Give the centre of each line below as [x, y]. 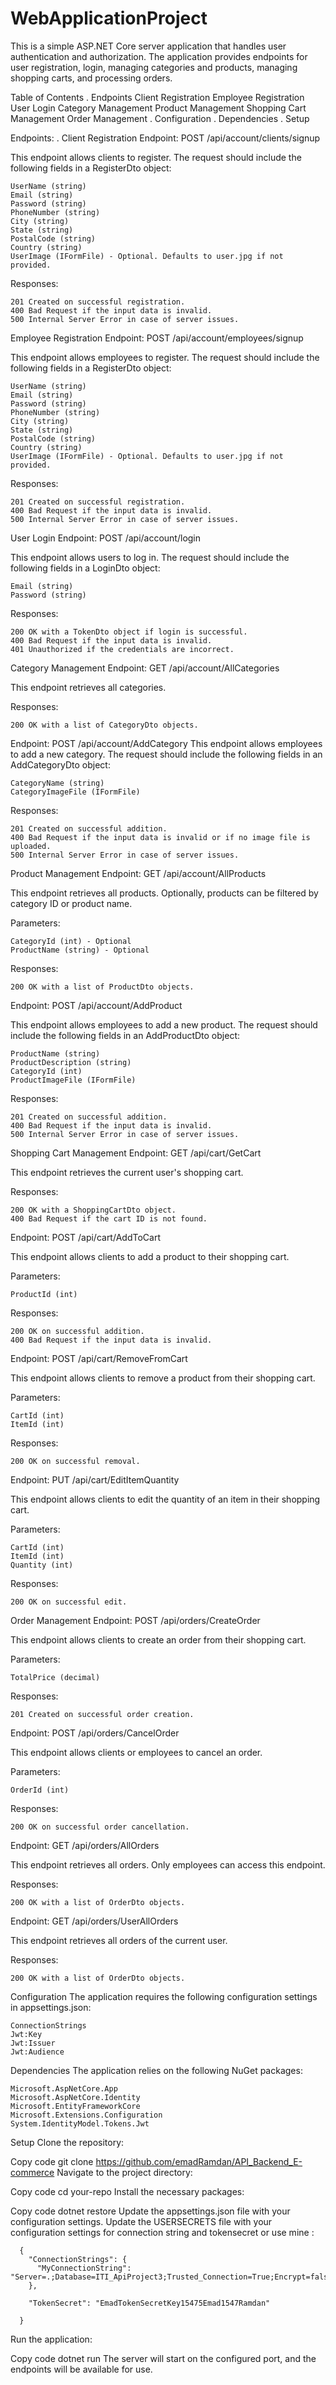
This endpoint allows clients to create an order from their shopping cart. [158, 1639]
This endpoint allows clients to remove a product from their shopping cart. [163, 1378]
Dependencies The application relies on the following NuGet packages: [156, 2070]
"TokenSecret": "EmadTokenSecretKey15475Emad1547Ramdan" [149, 2303]
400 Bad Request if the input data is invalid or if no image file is [160, 837]
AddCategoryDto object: [60, 764]
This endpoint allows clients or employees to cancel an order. [136, 1752]
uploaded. [31, 846]
